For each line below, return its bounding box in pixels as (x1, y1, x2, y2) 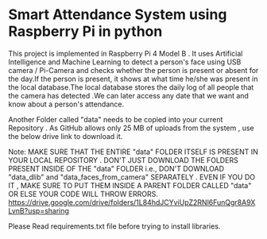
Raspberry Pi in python (8, 22, 163, 40)
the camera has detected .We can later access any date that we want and (8, 91, 249, 100)
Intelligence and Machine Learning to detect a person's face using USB (8, 57, 242, 67)
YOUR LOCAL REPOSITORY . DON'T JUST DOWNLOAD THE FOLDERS (8, 155, 238, 164)
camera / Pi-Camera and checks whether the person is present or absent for (8, 65, 259, 75)
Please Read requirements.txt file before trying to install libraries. (8, 221, 221, 231)
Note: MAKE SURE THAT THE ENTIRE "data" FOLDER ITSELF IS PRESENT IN (8, 147, 258, 156)
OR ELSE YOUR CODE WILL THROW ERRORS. (8, 189, 159, 199)
